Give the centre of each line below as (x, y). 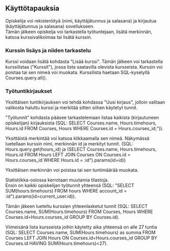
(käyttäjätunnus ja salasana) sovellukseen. (50, 26)
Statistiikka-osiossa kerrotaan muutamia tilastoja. (57, 180)
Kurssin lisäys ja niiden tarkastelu (48, 50)
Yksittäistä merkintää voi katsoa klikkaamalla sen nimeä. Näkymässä (77, 138)
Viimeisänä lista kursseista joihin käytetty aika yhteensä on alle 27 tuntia (81, 227)
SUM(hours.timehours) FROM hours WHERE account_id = (66, 191)
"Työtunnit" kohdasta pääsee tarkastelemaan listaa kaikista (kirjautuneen (82, 118)
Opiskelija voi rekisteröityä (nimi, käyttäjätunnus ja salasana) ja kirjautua (81, 20)
